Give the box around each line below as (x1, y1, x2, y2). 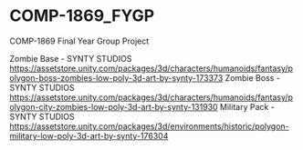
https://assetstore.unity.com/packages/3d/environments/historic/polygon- (9, 120, 289, 132)
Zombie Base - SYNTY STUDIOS (9, 53, 132, 64)
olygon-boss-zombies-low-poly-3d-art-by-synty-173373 (9, 72, 224, 83)
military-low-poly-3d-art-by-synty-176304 (9, 130, 169, 141)
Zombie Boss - (225, 72, 281, 83)
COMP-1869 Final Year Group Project (9, 35, 150, 46)
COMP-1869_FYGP (9, 5, 155, 26)
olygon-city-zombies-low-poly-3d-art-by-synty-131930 (9, 101, 218, 112)
